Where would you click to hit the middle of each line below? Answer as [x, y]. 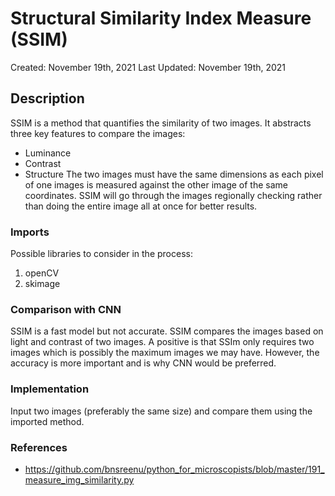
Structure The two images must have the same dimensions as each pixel [174, 174]
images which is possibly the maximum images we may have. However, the [165, 353]
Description [47, 98]
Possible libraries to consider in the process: [101, 254]
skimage [42, 284]
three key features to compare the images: [98, 133]
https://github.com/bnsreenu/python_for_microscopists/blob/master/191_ [174, 469]
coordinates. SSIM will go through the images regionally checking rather [173, 195]
